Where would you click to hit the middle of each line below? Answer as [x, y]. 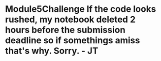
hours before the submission [65, 30]
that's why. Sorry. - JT [52, 51]
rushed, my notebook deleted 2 [70, 19]
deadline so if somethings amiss [73, 41]
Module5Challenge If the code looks [80, 9]
